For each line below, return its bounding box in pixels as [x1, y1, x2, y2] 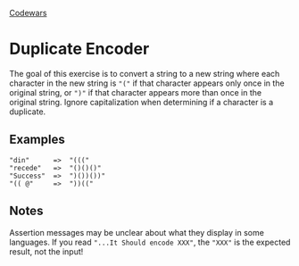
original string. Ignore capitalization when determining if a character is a [9, 96, 274, 107]
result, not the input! [9, 245, 84, 257]
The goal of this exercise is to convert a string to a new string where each [9, 68, 280, 79]
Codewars [9, 8, 47, 18]
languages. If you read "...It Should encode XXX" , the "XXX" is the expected [9, 237, 291, 247]
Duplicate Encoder [9, 39, 150, 59]
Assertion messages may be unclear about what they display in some [9, 227, 265, 237]
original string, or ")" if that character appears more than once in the [9, 87, 262, 97]
